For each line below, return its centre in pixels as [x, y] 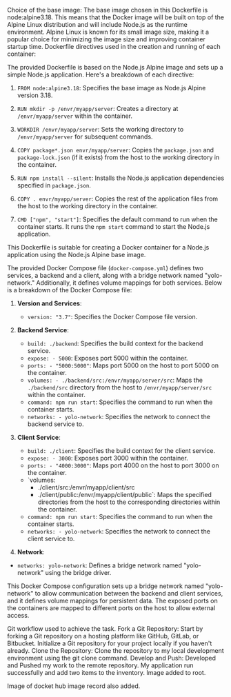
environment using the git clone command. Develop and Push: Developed [111, 658]
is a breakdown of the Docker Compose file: [70, 290]
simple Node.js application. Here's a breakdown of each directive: [101, 74]
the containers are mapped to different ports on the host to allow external [111, 608]
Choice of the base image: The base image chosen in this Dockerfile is [108, 10]
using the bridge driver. [78, 573]
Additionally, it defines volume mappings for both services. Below [129, 283]
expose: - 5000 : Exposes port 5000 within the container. [108, 358]
